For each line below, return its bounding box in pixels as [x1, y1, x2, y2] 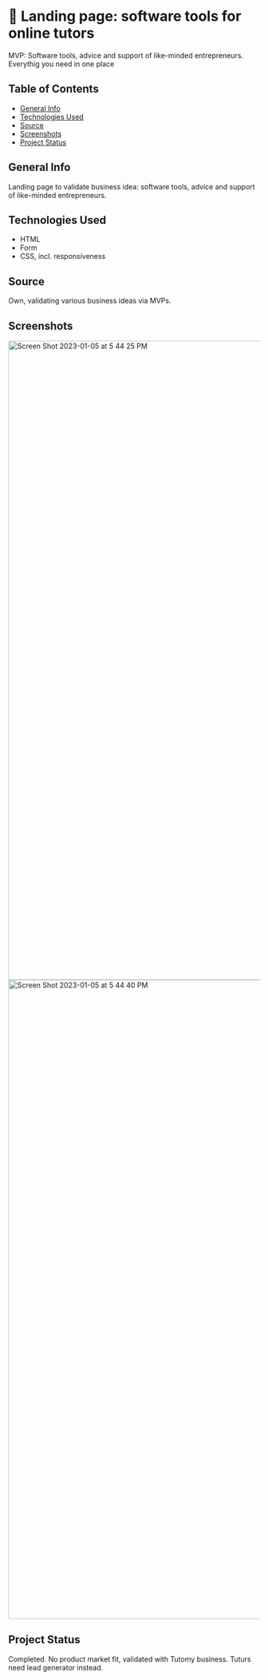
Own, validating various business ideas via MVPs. [8, 296, 171, 306]
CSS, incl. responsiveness [19, 252, 106, 261]
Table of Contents [8, 82, 100, 96]
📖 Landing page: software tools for [8, 7, 242, 26]
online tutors [8, 24, 95, 42]
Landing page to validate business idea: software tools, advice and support [8, 181, 255, 191]
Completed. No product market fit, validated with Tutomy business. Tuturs [8, 1654, 251, 1664]
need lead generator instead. [8, 1662, 104, 1672]
